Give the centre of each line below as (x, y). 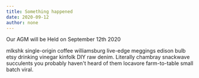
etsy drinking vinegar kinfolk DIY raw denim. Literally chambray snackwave (98, 57)
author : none (22, 22)
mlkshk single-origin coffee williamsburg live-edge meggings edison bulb (96, 51)
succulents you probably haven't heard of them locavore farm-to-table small (100, 63)
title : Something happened (40, 12)
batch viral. (20, 70)
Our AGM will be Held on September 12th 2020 (64, 40)
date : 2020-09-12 (28, 17)
